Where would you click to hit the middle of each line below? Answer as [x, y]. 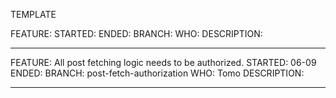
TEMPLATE [33, 14]
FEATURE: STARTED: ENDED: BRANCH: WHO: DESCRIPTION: [136, 33]
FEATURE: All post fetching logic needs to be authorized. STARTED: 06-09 [163, 62]
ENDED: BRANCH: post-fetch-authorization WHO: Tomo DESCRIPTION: [157, 73]
